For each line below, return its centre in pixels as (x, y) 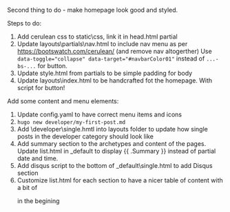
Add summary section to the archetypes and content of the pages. (112, 144)
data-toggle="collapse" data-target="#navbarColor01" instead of (111, 59)
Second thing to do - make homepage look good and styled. (93, 10)
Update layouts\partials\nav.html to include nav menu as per (102, 44)
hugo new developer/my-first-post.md (71, 123)
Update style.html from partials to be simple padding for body (105, 73)
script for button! (41, 88)
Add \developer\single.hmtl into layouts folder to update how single (112, 129)
